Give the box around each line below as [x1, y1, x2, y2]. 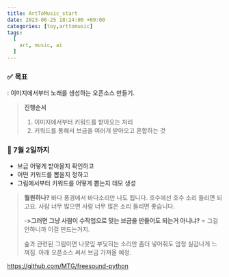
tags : [7, 29, 23, 36]
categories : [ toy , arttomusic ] [7, 23, 94, 29]
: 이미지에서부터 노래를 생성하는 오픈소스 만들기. [7, 89, 135, 97]
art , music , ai [19, 42, 63, 49]
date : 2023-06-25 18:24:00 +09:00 [7, 16, 106, 23]
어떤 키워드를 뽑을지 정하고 [16, 170, 89, 179]
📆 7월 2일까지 [7, 145, 50, 155]
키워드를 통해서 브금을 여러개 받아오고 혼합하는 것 [33, 127, 166, 135]
